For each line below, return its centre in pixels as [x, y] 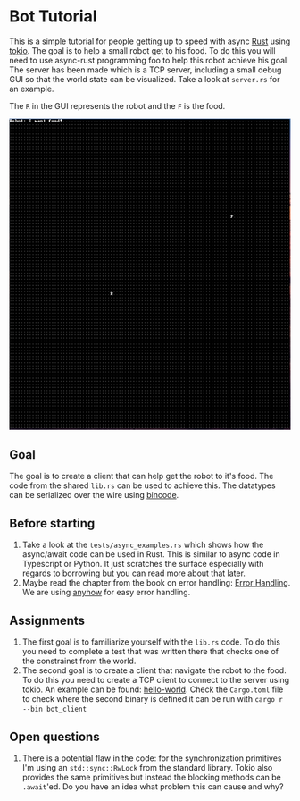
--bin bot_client [54, 709]
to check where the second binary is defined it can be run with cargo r [153, 699]
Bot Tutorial [53, 17]
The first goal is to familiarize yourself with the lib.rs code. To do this [151, 642]
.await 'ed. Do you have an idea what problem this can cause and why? [153, 786]
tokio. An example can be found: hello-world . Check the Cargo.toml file [153, 689]
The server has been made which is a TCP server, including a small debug [146, 70]
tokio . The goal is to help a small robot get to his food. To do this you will [142, 50]
